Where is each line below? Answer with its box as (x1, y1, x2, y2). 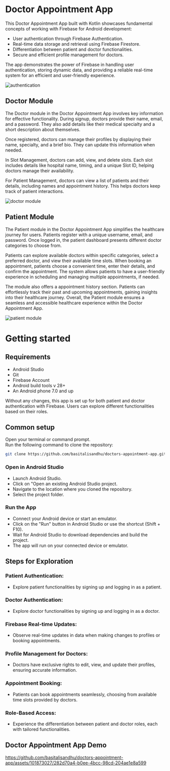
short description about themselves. (5, 126, 81, 132)
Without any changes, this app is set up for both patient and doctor (5, 397, 145, 403)
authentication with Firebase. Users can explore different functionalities (5, 403, 154, 409)
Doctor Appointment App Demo (5, 741, 107, 750)
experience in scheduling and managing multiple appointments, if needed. (5, 274, 160, 280)
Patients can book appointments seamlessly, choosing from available (12, 691, 157, 697)
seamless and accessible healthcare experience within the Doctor (5, 300, 143, 306)
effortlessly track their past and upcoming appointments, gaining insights (5, 289, 158, 295)
